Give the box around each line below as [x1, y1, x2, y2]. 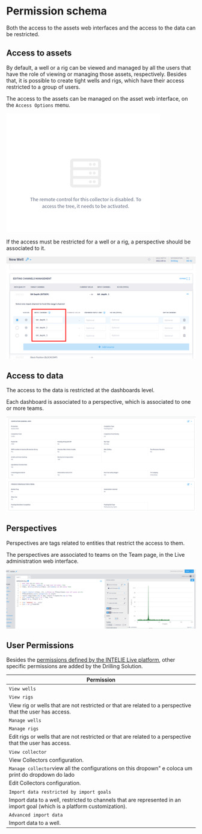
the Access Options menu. [6, 101, 71, 108]
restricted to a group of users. [6, 83, 81, 90]
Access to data [6, 371, 64, 381]
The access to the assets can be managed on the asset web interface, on [6, 95, 188, 102]
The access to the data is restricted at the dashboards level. [6, 387, 155, 394]
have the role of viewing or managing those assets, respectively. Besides [6, 71, 187, 78]
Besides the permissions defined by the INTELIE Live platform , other [6, 656, 176, 663]
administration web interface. [6, 557, 79, 565]
